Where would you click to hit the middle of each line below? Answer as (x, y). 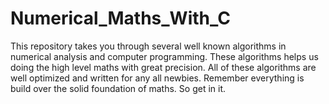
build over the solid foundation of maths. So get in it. (118, 88)
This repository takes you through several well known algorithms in (148, 46)
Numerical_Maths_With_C (120, 18)
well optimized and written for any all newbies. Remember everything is (157, 78)
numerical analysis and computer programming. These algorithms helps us (164, 56)
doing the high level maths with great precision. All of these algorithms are (163, 67)
